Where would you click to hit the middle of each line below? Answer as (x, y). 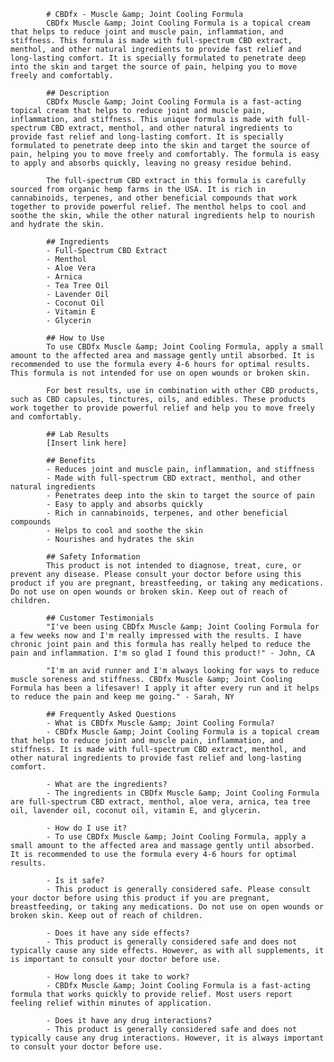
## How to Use (75, 338)
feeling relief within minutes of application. (111, 1003)
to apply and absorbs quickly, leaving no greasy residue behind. (151, 163)
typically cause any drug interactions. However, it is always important (167, 1038)
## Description (78, 93)
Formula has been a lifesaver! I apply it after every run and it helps (165, 688)
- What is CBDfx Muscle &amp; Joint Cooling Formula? (160, 723)
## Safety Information (93, 557)
